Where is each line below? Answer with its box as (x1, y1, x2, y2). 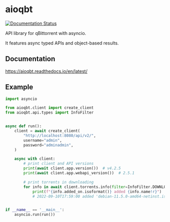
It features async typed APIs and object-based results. (5, 40, 119, 46)
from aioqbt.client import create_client (5, 105, 94, 110)
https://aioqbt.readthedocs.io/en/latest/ (5, 68, 88, 74)
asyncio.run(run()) (14, 212, 56, 217)
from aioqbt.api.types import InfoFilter (5, 110, 94, 115)
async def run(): (5, 124, 42, 129)
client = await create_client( (14, 128, 80, 134)
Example (5, 83, 33, 92)
